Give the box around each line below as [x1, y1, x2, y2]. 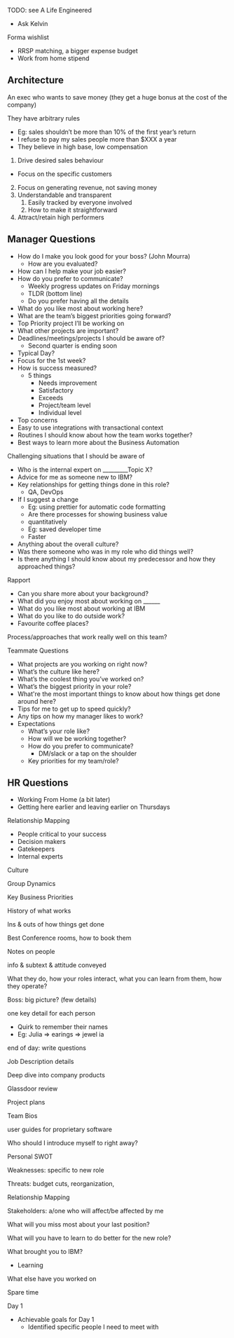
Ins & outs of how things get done [7, 920, 105, 929]
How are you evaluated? [27, 259, 98, 268]
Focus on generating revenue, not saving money [17, 183, 158, 191]
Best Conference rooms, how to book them [7, 934, 132, 942]
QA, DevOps [27, 487, 64, 496]
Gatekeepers [17, 845, 55, 854]
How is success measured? [17, 364, 97, 372]
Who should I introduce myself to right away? [7, 1139, 138, 1147]
